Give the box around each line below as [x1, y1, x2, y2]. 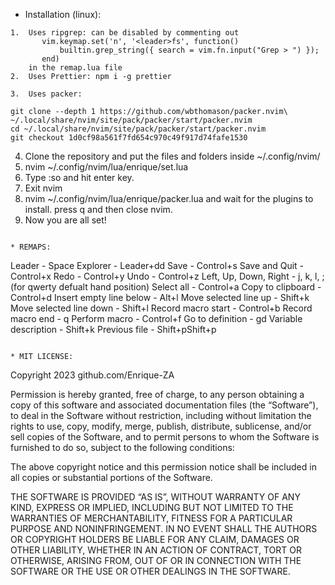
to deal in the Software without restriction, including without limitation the [10, 410, 312, 421]
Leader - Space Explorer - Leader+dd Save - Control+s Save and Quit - [10, 260, 305, 271]
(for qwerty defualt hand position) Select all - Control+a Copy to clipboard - [10, 281, 322, 293]
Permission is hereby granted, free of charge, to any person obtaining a [10, 389, 305, 400]
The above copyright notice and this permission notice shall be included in [10, 461, 317, 473]
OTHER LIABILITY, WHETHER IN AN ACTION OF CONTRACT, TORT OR [10, 544, 302, 556]
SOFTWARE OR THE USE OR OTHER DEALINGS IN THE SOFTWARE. [10, 565, 291, 577]
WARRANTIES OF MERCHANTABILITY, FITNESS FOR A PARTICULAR [10, 512, 293, 524]
